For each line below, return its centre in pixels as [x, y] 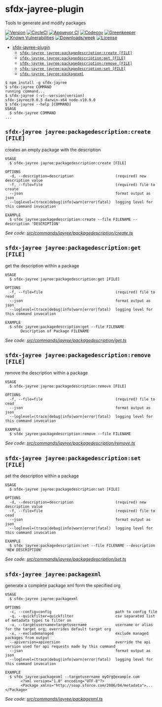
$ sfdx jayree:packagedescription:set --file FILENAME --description [82, 546]
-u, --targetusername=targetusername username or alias [81, 625]
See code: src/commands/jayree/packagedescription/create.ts [69, 233]
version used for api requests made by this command [60, 647]
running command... [25, 91]
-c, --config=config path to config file [83, 612]
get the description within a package [42, 265]
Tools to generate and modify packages [46, 23]
